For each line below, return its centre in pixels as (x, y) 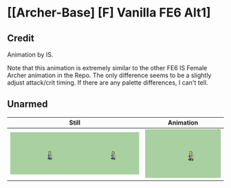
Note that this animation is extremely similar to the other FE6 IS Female (107, 68)
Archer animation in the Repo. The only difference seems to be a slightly (109, 75)
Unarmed (27, 104)
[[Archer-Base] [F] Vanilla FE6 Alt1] (109, 13)
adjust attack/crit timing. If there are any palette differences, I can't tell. (108, 83)
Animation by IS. (30, 54)
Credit (21, 38)
